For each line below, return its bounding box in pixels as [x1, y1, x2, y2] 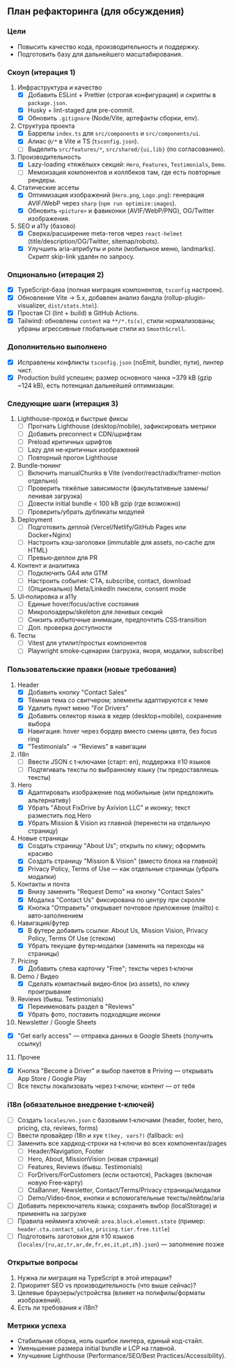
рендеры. [27, 176, 57, 185]
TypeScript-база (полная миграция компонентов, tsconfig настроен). [17, 286, 224, 294]
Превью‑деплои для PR [27, 553, 97, 561]
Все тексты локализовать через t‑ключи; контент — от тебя [17, 1082, 196, 1090]
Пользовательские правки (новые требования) [7, 664, 177, 674]
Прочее [17, 1053, 40, 1061]
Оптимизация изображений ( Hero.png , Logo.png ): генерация [27, 191, 205, 199]
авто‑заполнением [27, 911, 84, 919]
